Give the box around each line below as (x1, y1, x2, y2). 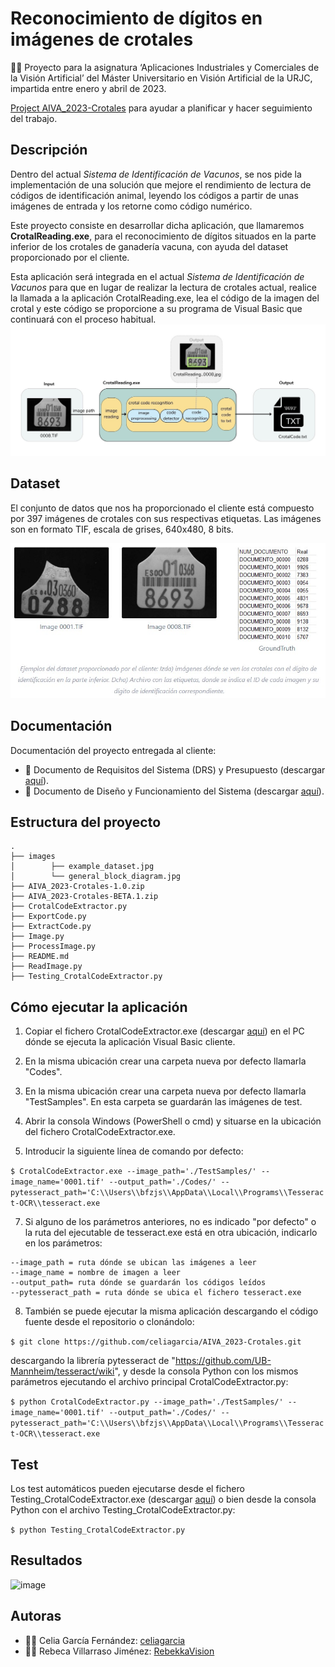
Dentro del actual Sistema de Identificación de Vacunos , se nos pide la (10, 168, 302, 180)
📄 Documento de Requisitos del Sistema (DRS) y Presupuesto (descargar (24, 763, 326, 776)
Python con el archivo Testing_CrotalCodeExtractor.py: (10, 1504, 236, 1516)
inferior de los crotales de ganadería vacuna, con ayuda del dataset (10, 240, 289, 252)
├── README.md (10, 952, 70, 962)
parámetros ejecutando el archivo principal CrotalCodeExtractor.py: (10, 1376, 289, 1388)
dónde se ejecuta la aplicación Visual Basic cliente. (24, 1036, 236, 1048)
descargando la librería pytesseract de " (10, 1355, 176, 1367)
